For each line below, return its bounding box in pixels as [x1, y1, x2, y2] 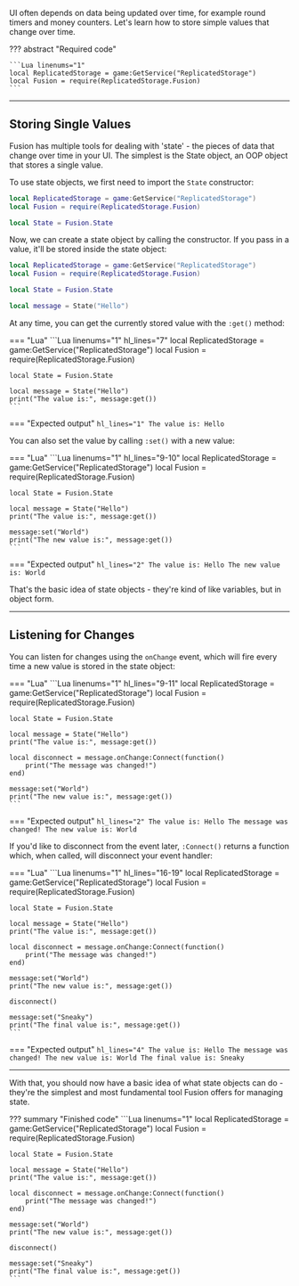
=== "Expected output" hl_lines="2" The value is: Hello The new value [9, 559, 280, 569]
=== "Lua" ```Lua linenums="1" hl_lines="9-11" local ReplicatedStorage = [9, 677, 276, 689]
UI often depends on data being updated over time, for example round [9, 8, 266, 18]
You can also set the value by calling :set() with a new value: [9, 435, 236, 446]
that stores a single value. [9, 160, 104, 170]
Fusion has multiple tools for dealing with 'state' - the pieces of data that [9, 140, 275, 151]
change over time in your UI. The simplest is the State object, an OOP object [9, 150, 288, 160]
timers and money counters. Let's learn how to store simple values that [9, 17, 270, 28]
